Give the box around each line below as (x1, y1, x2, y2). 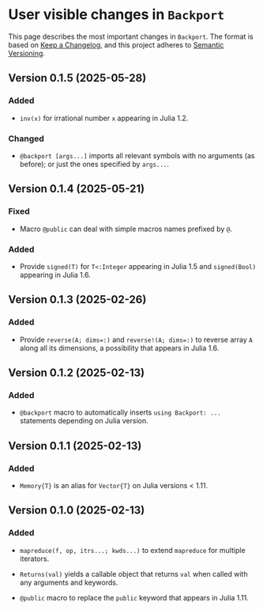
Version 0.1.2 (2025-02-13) (8, 366, 145, 379)
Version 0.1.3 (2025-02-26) (8, 293, 147, 306)
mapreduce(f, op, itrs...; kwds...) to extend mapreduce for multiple (19, 545, 246, 555)
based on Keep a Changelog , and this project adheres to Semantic (8, 40, 224, 49)
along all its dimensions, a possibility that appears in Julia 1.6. (19, 343, 220, 353)
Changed (8, 133, 45, 144)
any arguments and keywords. (19, 578, 118, 587)
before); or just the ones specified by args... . (19, 159, 170, 169)
